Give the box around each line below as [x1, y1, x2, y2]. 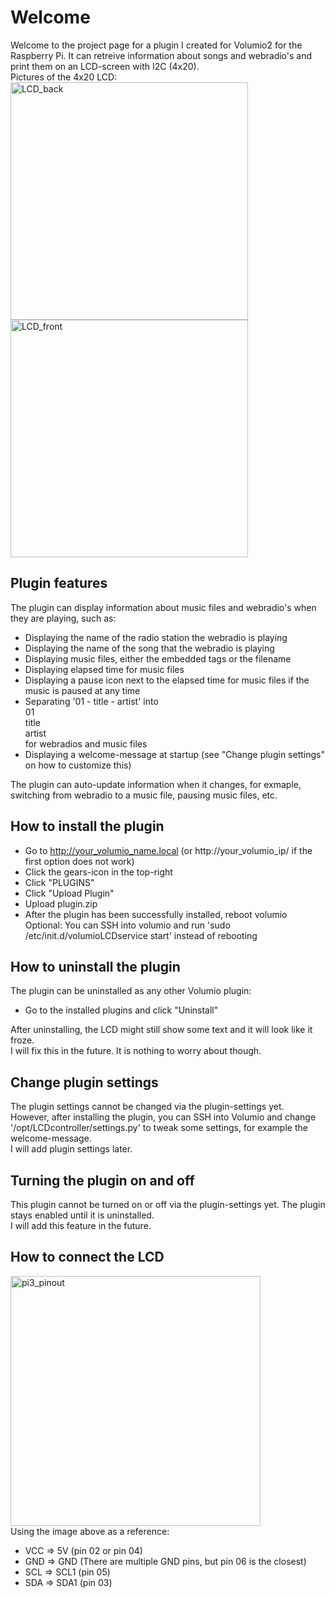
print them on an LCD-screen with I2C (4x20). [10, 60, 200, 72]
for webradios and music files [24, 737, 148, 750]
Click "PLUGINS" [24, 876, 95, 888]
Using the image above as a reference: [10, 1525, 170, 1537]
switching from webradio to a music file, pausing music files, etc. [10, 789, 278, 801]
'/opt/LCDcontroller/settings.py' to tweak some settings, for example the [10, 1122, 308, 1134]
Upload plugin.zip [24, 897, 98, 910]
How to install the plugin [10, 818, 165, 835]
